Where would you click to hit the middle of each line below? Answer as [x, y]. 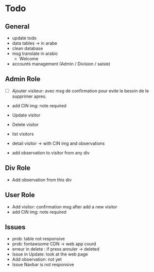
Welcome [29, 59]
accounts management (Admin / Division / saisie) [61, 64]
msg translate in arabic [35, 53]
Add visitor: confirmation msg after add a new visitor [65, 206]
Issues [15, 227]
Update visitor [26, 115]
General [17, 26]
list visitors [23, 134]
